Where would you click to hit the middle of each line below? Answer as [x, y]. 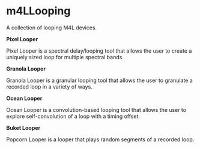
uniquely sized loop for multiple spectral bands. [65, 57]
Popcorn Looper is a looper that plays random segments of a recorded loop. [100, 139]
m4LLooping [38, 11]
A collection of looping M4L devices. [52, 28]
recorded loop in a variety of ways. [50, 86]
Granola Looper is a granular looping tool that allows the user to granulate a [100, 80]
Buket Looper [23, 127]
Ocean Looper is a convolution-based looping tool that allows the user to [96, 110]
